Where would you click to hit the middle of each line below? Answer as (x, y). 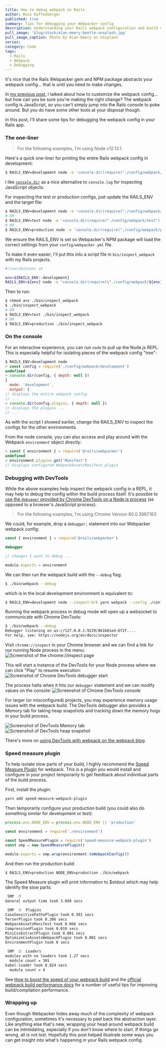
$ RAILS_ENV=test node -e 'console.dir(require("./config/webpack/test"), (84, 221)
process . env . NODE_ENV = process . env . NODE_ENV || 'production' (70, 823)
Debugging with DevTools (37, 478)
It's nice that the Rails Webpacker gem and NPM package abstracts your (79, 79)
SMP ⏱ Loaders (24, 952)
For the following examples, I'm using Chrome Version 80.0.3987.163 (87, 514)
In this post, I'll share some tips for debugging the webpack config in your (80, 120)
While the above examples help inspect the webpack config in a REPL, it (79, 489)
